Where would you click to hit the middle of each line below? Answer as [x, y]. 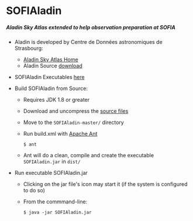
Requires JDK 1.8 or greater [56, 100]
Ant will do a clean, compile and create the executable [88, 156]
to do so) [34, 191]
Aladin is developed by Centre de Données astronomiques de [88, 42]
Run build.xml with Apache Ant [60, 134]
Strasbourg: [29, 49]
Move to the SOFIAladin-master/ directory [73, 122]
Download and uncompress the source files [76, 111]
